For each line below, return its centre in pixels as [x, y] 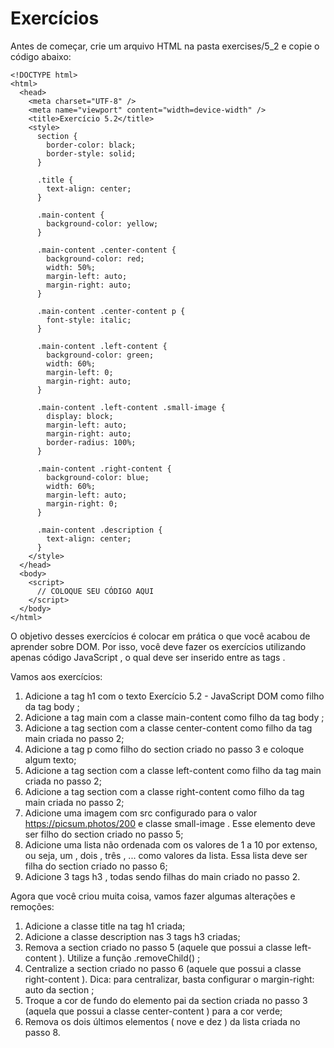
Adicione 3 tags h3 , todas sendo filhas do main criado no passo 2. [162, 876]
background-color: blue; [98, 477]
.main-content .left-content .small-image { [131, 407]
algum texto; [50, 759]
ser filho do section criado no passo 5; [104, 834]
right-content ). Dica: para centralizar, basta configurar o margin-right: [169, 979]
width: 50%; [71, 267]
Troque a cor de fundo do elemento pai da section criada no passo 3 [166, 1000]
